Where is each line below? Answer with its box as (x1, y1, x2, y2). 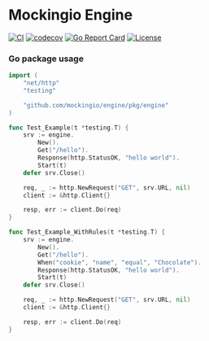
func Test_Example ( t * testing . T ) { (8, 124, 129, 132)
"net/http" (23, 79, 60, 87)
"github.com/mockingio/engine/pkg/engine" (23, 101, 169, 109)
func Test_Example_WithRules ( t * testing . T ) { (8, 228, 165, 237)
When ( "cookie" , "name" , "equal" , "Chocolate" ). (37, 258, 202, 266)
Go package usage (8, 53, 84, 64)
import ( (8, 72, 38, 80)
